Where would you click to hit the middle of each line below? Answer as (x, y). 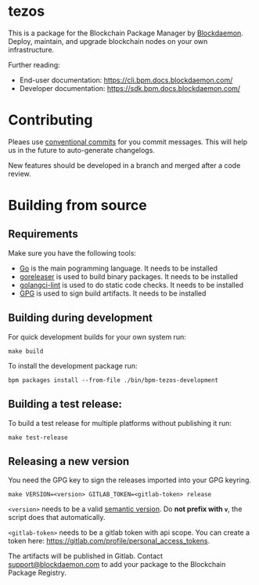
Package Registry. (37, 573)
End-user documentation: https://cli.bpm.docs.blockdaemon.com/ (126, 80)
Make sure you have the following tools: (72, 253)
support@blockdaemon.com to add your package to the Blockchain (117, 565)
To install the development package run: (73, 365)
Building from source (77, 205)
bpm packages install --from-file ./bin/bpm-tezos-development (113, 380)
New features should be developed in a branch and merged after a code (124, 165)
